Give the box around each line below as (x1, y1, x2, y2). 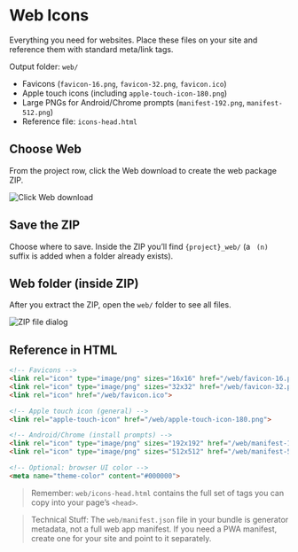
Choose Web (9, 142, 82, 157)
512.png (21, 108, 51, 117)
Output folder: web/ (9, 61, 79, 72)
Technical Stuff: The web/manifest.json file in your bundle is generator (30, 514, 289, 525)
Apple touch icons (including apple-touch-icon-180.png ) (21, 88, 228, 98)
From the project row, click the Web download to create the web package (9, 165, 278, 175)
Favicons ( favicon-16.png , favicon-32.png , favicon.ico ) (21, 78, 228, 89)
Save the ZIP (9, 218, 81, 233)
